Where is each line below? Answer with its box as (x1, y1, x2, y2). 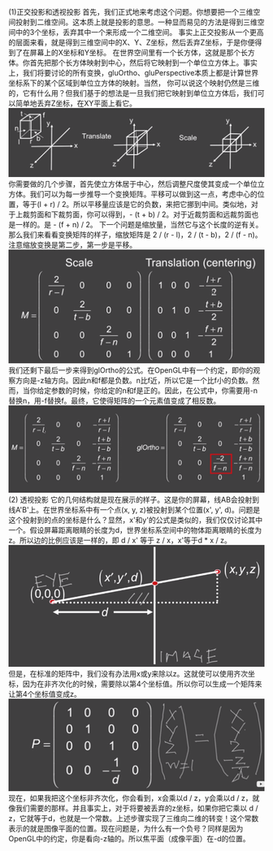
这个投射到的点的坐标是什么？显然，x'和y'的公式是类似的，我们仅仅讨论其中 (8, 515, 262, 525)
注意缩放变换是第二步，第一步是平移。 (8, 240, 136, 250)
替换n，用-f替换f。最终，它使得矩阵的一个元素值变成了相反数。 (8, 396, 221, 406)
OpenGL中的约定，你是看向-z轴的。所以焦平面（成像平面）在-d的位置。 (8, 833, 250, 843)
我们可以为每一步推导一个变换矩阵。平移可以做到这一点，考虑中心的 (29, 189, 258, 199)
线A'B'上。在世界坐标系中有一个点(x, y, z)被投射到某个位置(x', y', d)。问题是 (8, 504, 261, 514)
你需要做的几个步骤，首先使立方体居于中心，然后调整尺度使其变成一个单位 (8, 179, 258, 189)
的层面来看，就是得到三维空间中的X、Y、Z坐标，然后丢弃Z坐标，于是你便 (8, 37, 255, 47)
